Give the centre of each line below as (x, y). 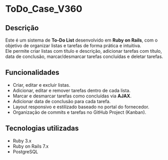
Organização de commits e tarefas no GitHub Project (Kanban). (79, 112)
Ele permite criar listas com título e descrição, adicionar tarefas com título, (84, 51)
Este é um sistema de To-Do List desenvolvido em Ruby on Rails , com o (81, 40)
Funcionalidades (33, 73)
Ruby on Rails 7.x (30, 146)
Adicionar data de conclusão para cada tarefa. (62, 101)
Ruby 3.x (22, 141)
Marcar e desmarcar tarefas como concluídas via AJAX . (72, 96)
